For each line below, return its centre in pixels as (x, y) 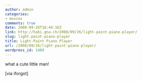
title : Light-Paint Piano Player (39, 41)
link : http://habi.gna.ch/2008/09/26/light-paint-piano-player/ (71, 32)
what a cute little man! (27, 64)
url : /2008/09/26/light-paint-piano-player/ (51, 46)
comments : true (20, 23)
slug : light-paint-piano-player (38, 37)
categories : (17, 14)
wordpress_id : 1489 (25, 50)
